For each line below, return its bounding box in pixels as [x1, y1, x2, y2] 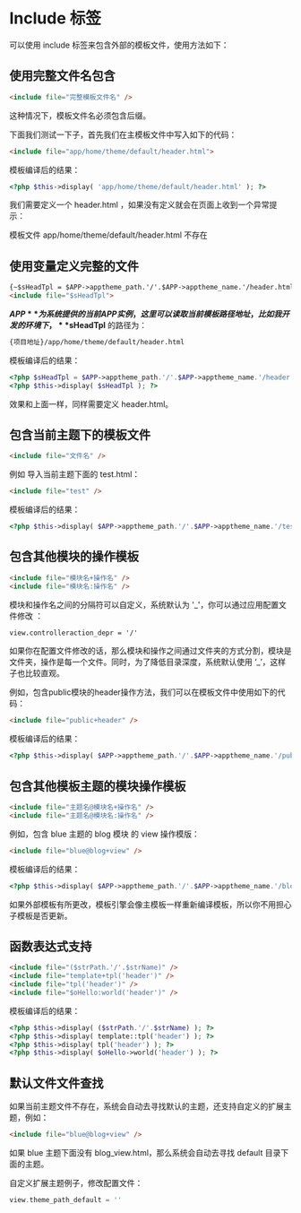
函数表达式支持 [9, 939, 92, 954]
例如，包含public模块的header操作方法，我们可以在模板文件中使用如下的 [9, 687, 278, 697]
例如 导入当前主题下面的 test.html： [9, 469, 141, 480]
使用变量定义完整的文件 [9, 258, 139, 273]
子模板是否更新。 [9, 910, 73, 921]
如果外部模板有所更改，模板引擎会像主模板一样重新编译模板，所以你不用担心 [9, 898, 292, 910]
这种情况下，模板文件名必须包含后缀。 [9, 109, 150, 121]
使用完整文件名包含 [9, 68, 116, 83]
